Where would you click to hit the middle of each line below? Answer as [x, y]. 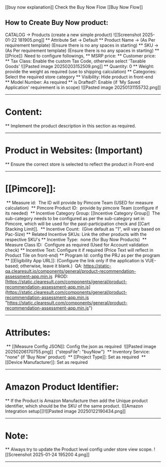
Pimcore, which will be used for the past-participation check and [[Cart [77, 224]
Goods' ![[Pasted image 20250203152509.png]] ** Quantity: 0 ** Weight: [80, 66]
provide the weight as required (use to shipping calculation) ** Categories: [81, 71]
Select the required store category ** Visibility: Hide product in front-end [79, 77]
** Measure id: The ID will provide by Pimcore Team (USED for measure [80, 202]
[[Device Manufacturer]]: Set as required [46, 362]
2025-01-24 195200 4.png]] [61, 455]
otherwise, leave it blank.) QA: [51, 266]
